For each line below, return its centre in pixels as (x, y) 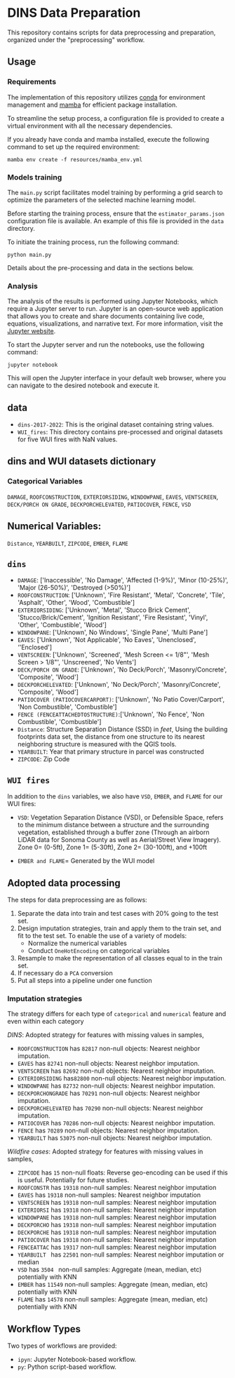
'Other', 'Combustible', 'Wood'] (62, 625)
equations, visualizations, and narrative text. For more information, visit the (115, 323)
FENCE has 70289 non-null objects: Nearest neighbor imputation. (108, 1130)
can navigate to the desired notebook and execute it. (83, 386)
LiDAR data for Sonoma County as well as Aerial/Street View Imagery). (119, 840)
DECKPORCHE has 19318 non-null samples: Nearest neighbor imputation (117, 1232)
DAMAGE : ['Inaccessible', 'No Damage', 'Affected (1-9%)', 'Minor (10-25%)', (123, 580)
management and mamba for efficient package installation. (92, 105)
